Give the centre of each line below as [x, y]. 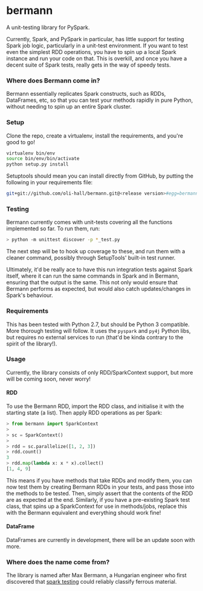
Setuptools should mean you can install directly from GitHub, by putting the [100, 176]
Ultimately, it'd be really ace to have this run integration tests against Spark [100, 270]
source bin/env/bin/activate [43, 159]
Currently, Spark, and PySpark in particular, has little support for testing [95, 39]
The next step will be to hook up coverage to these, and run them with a [96, 252]
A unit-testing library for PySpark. [48, 27]
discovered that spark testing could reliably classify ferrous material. [92, 582]
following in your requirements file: [50, 182]
